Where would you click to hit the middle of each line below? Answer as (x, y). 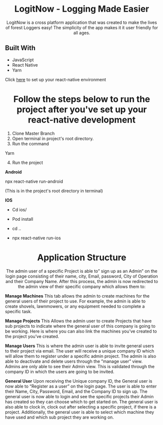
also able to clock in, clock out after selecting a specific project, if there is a (81, 407)
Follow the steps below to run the (82, 99)
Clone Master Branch (33, 133)
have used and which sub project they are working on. (60, 417)
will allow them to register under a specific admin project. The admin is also (81, 356)
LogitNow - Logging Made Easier (82, 9)
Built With (20, 48)
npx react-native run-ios (36, 238)
